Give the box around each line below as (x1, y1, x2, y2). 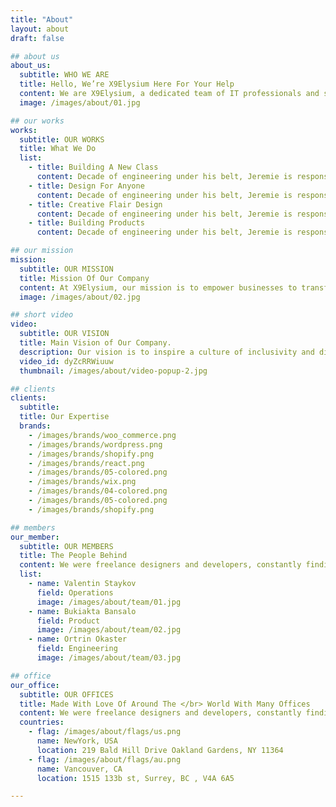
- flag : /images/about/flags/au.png (28, 754, 182, 765)
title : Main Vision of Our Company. (19, 338, 172, 348)
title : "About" (10, 14, 74, 25)
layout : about (10, 24, 70, 34)
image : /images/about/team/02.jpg (36, 625, 182, 635)
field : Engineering (36, 644, 118, 654)
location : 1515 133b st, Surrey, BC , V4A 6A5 (36, 773, 235, 783)
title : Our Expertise (19, 412, 110, 422)
